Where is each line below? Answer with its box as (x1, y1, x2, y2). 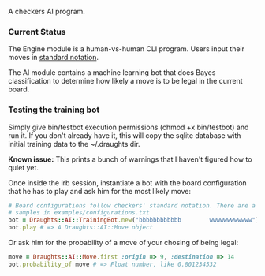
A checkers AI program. (8, 7, 85, 16)
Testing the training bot (8, 104, 100, 115)
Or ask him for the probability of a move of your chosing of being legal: (8, 238, 239, 248)
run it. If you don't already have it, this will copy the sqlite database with (8, 130, 241, 140)
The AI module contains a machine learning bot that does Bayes (8, 68, 216, 77)
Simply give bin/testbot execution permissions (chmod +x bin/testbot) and (8, 122, 249, 132)
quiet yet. (8, 162, 39, 172)
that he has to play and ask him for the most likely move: (8, 186, 192, 196)
